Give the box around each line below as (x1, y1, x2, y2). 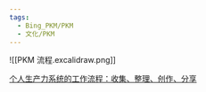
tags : (9, 12, 29, 22)
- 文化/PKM (17, 29, 55, 38)
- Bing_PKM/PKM (17, 21, 74, 30)
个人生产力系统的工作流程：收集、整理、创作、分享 (9, 73, 197, 84)
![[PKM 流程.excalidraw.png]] (9, 55, 116, 65)
